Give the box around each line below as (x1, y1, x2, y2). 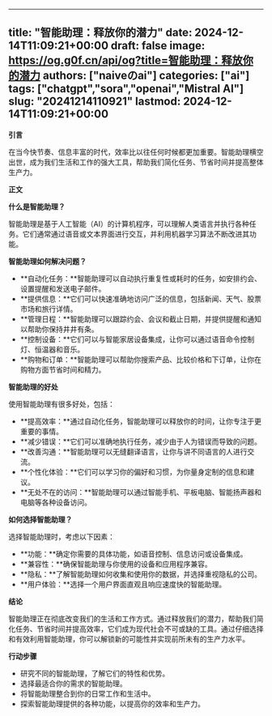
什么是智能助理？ (8, 202, 66, 211)
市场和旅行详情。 (19, 304, 78, 313)
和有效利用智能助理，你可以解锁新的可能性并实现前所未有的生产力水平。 (8, 633, 249, 644)
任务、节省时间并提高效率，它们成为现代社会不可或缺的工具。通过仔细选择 (15, 624, 264, 633)
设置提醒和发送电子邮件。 (19, 283, 106, 293)
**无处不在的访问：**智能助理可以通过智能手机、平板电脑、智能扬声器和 (19, 487, 261, 497)
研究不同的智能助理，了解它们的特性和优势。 (19, 668, 170, 678)
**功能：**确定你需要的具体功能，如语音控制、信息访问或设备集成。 (19, 548, 248, 559)
